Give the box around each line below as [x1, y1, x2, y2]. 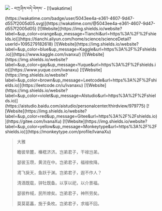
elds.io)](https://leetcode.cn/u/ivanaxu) [5, 82, 83, 88]
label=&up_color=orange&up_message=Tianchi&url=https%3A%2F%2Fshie [5, 31, 157, 36]
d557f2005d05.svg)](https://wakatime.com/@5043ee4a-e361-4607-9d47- [5, 20, 156, 26]
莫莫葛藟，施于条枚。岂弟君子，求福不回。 [16, 201, 102, 206]
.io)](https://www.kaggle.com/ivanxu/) [5, 51, 81, 57]
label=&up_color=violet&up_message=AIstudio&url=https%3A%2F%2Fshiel [5, 93, 156, 98]
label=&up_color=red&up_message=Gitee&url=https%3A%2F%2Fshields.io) [5, 114, 158, 119]
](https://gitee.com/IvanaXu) [5, 118, 62, 124]
